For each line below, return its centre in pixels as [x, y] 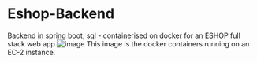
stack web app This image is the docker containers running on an [128, 43]
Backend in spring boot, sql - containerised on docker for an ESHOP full [124, 35]
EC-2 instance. [32, 52]
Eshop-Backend [61, 14]
